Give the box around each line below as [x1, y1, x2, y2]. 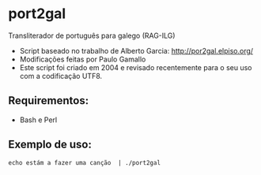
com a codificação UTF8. [19, 71, 103, 80]
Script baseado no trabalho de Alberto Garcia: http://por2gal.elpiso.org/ [19, 46, 254, 55]
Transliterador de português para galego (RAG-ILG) [8, 31, 176, 40]
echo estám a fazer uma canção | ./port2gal [8, 158, 161, 166]
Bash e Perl [19, 115, 58, 125]
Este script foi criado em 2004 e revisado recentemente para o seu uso [19, 62, 252, 72]
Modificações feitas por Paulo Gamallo [19, 54, 146, 64]
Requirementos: [8, 94, 89, 107]
